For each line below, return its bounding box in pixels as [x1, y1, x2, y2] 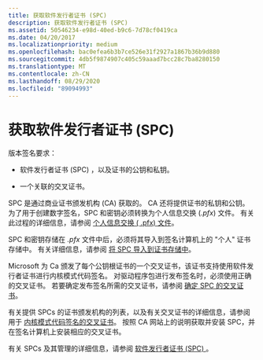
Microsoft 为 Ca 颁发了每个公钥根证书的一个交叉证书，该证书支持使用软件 [8, 261, 247, 271]
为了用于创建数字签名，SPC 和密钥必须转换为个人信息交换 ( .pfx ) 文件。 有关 [8, 208, 254, 218]
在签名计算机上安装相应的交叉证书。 [8, 327, 126, 336]
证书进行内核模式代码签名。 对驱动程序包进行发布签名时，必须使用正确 [21, 271, 252, 281]
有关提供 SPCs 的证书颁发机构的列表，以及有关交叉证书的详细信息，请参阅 [8, 307, 250, 317]
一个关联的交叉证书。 [19, 182, 89, 191]
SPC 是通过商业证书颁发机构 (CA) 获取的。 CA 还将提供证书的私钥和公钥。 [8, 198, 250, 208]
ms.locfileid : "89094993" [8, 84, 93, 93]
